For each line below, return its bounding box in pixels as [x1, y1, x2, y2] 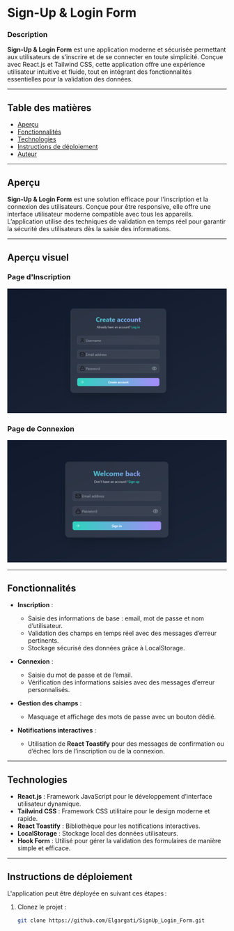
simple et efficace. [17, 844, 71, 852]
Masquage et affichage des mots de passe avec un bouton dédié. [27, 712, 217, 721]
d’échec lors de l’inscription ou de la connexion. [27, 747, 165, 756]
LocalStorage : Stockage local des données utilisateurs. [17, 829, 179, 838]
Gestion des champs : [17, 699, 82, 707]
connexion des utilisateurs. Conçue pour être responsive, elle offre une [7, 203, 211, 211]
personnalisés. [27, 686, 70, 694]
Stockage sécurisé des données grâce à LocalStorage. [27, 644, 186, 652]
